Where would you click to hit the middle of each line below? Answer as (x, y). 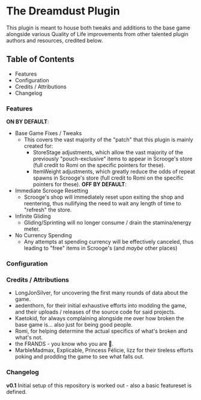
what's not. (29, 338)
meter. (32, 229)
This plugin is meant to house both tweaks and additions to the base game (98, 28)
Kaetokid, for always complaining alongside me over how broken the (99, 318)
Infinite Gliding (33, 216)
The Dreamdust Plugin (63, 11)
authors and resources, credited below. (55, 40)
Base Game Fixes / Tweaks (48, 133)
